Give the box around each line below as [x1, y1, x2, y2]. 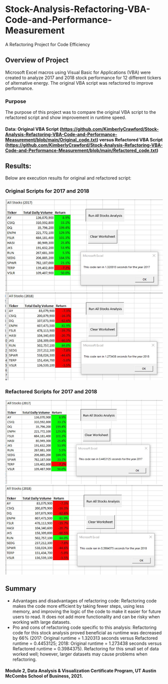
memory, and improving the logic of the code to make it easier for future [12, 608, 161, 614]
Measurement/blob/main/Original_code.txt [5, 136, 97, 142]
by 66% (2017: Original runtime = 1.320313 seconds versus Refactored [12, 635, 158, 641]
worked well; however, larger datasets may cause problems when [12, 651, 147, 657]
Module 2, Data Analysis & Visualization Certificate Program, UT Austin [5, 668, 156, 674]
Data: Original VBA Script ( [5, 126, 61, 132]
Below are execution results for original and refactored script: [5, 175, 131, 181]
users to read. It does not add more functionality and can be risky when [12, 613, 160, 620]
